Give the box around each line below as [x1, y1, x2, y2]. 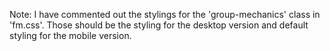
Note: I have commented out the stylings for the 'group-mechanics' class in [9, 9, 321, 20]
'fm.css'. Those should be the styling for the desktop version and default [9, 19, 309, 31]
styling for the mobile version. [9, 30, 132, 41]
